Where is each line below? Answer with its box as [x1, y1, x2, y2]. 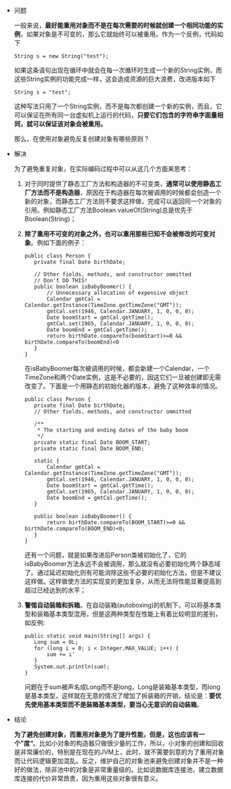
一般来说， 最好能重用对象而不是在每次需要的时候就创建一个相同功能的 [13, 21, 218, 30]
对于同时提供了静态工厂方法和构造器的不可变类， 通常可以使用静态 [24, 179, 216, 188]
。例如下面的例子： [30, 239, 86, 246]
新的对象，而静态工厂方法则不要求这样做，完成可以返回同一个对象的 [24, 197, 222, 206]
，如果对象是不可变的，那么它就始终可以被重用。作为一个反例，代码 [20, 30, 218, 38]
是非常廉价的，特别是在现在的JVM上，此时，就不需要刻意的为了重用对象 [13, 748, 225, 756]
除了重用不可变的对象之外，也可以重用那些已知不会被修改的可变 [24, 229, 209, 238]
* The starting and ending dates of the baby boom [37, 427, 188, 434]
